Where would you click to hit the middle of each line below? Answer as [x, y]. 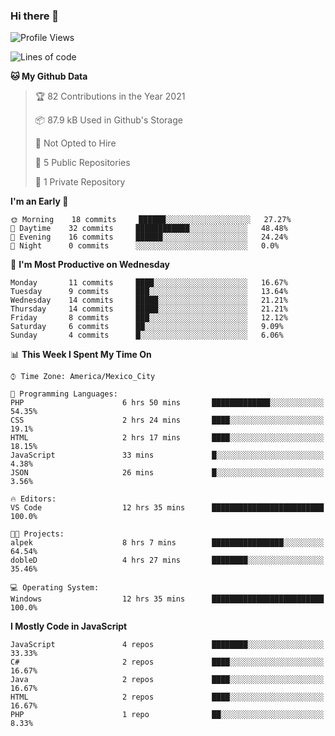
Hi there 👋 [35, 16]
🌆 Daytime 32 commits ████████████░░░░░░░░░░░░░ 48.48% [149, 229]
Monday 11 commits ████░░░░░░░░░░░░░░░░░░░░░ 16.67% [149, 283]
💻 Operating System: [55, 588]
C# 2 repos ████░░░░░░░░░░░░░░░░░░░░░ [167, 662]
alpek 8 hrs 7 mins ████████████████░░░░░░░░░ [167, 543]
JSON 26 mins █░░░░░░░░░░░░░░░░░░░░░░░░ [167, 473]
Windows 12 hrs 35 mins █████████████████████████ [167, 599]
